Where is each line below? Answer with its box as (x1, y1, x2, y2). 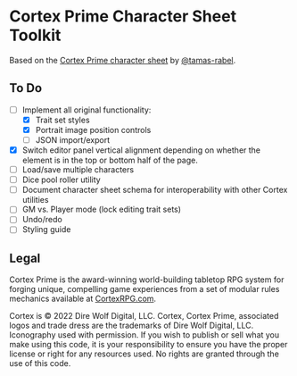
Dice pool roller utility (21, 174, 101, 185)
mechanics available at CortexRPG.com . (9, 293, 157, 305)
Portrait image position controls (35, 124, 152, 135)
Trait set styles (35, 114, 91, 125)
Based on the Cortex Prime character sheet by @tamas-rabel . (9, 54, 236, 65)
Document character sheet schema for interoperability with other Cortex (21, 185, 288, 196)
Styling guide (21, 224, 71, 235)
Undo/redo (21, 214, 62, 225)
